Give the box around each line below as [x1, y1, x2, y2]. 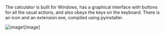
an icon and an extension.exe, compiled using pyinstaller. [5, 15, 123, 20]
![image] [23, 24, 40, 30]
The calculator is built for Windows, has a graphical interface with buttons [5, 4, 158, 10]
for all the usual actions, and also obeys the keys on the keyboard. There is [5, 9, 160, 15]
